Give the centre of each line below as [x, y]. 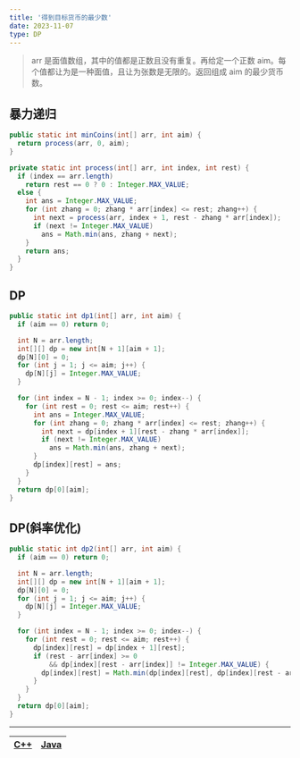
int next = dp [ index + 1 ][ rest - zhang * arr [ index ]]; [146, 431]
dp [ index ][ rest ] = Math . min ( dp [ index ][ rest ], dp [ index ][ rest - [162, 673]
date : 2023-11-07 [42, 26]
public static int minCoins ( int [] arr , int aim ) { [105, 135]
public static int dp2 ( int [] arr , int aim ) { [95, 549]
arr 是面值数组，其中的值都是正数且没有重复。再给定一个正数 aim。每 [158, 61]
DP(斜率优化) [46, 528]
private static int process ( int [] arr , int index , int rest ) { [129, 168]
